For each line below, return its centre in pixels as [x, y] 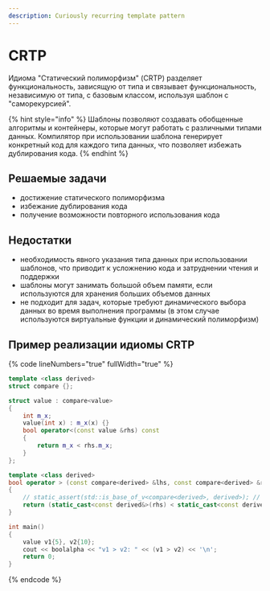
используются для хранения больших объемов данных [115, 293]
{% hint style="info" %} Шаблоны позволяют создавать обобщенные [126, 119]
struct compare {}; [41, 386]
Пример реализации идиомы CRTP [102, 345]
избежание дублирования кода [74, 207]
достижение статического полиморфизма [92, 198]
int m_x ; [37, 416]
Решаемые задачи [57, 178]
